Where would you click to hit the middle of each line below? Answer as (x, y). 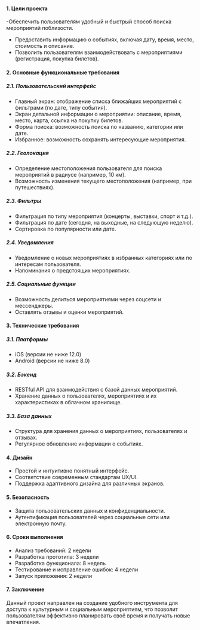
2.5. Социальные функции (41, 284)
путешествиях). (35, 187)
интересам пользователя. (48, 264)
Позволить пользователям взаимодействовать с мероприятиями (99, 52)
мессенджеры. (34, 305)
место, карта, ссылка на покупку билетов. (69, 120)
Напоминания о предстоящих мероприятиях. (73, 270)
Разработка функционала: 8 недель (60, 563)
